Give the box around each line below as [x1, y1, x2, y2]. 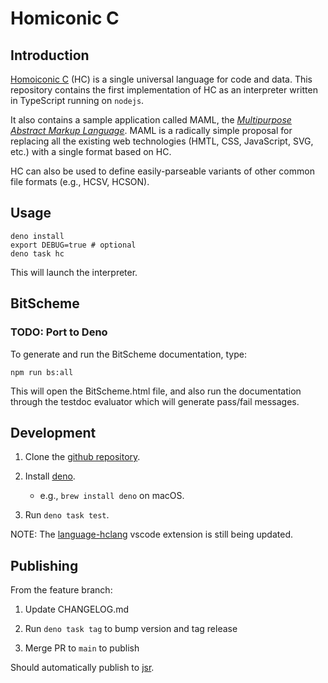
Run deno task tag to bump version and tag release [24, 623, 238, 635]
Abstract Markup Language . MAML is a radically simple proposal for [10, 125, 293, 136]
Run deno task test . [24, 509, 110, 521]
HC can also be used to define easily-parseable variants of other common [10, 165, 315, 177]
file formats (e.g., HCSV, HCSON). [10, 176, 150, 187]
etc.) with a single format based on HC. [10, 146, 172, 157]
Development [10, 424, 97, 441]
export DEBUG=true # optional [10, 240, 137, 250]
